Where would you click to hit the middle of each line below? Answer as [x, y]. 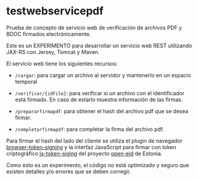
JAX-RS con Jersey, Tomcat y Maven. [53, 52]
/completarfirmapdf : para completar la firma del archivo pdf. [89, 129]
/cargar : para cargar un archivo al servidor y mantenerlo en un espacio [103, 75]
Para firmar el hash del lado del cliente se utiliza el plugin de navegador [94, 141]
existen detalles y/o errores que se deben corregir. [69, 171]
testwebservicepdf [55, 11]
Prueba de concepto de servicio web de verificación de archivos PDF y [94, 28]
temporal [26, 82]
